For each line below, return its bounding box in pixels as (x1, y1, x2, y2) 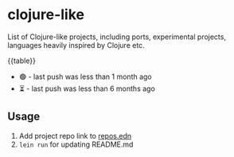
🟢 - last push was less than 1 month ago (18, 72, 152, 81)
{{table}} (7, 56, 37, 65)
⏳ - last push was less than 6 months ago (18, 84, 156, 93)
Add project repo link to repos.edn (18, 131, 132, 140)
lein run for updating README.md (18, 139, 134, 149)
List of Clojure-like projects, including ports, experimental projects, (7, 32, 226, 41)
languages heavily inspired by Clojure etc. (7, 40, 145, 49)
